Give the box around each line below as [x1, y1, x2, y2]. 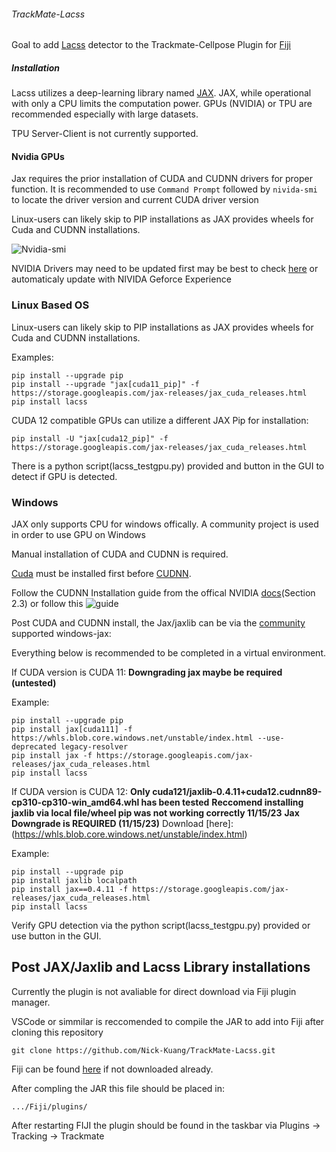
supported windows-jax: [11, 627, 112, 639]
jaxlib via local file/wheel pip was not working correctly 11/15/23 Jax [11, 806, 300, 819]
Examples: [11, 351, 54, 363]
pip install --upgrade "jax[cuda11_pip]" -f [11, 379, 200, 389]
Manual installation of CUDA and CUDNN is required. [11, 548, 229, 560]
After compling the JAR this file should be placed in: [11, 1082, 226, 1094]
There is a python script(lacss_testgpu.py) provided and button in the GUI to [11, 460, 325, 472]
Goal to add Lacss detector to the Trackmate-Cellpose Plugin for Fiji [11, 39, 291, 51]
